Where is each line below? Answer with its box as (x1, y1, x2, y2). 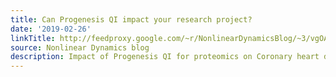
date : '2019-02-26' (10, 24, 92, 34)
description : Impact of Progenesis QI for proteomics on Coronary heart (10, 52, 320, 62)
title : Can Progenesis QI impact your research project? (10, 14, 253, 25)
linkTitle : (10, 33, 56, 43)
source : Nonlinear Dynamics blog (10, 42, 150, 53)
